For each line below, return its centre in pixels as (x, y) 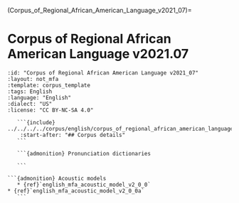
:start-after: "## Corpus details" (73, 135)
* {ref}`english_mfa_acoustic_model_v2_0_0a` (76, 191)
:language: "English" (39, 98)
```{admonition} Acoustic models (57, 178)
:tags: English (30, 92)
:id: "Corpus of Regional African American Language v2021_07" (103, 73)
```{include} (36, 122)
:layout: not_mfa (33, 79)
